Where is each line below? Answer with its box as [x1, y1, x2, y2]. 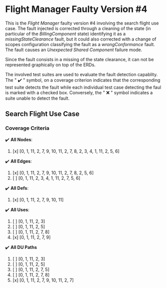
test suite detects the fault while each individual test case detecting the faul [5, 84, 161, 90]
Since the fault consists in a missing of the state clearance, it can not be [5, 56, 154, 62]
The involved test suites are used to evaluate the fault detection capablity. [5, 71, 158, 77]
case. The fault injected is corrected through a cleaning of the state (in [5, 25, 151, 31]
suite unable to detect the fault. [5, 95, 70, 101]
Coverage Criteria [5, 125, 50, 132]
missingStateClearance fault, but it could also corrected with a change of [5, 36, 156, 42]
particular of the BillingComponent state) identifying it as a [5, 31, 126, 37]
